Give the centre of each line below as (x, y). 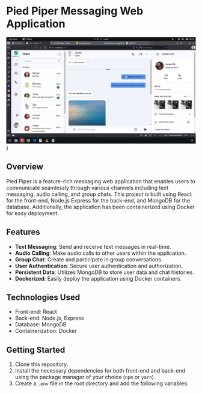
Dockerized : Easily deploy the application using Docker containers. (98, 278)
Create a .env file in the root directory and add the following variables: (102, 383)
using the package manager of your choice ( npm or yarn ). (85, 377)
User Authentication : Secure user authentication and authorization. (99, 266)
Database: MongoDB (41, 324)
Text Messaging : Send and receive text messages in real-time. (93, 246)
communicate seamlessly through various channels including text (87, 187)
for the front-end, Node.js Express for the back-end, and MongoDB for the (98, 200)
